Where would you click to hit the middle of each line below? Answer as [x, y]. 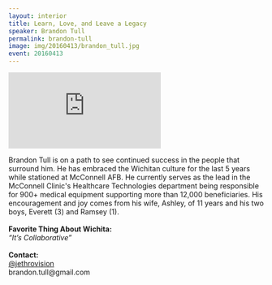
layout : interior [38, 16]
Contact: [24, 255]
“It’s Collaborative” [40, 237]
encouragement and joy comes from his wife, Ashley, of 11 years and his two [136, 203]
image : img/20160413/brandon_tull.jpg [74, 46]
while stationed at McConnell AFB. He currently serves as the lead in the [130, 177]
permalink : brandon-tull [50, 39]
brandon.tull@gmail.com [50, 272]
